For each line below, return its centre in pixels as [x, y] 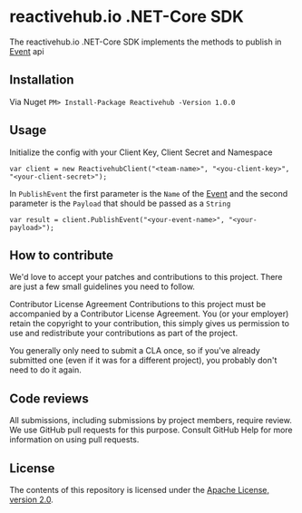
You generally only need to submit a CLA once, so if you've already [135, 351]
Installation [42, 80]
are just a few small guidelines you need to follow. [102, 286]
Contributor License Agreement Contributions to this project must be [137, 305]
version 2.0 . [32, 499]
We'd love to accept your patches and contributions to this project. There [146, 277]
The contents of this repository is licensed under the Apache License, [140, 490]
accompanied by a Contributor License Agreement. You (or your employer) [149, 314]
